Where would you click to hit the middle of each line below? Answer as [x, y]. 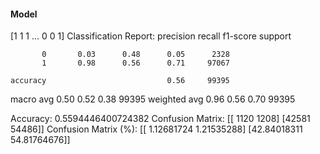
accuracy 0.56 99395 [120, 81]
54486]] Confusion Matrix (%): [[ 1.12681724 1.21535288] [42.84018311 [156, 129]
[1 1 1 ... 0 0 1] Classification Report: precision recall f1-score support [151, 36]
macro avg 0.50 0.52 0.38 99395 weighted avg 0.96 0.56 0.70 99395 [153, 99]
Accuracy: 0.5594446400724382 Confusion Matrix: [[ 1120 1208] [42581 [160, 119]
